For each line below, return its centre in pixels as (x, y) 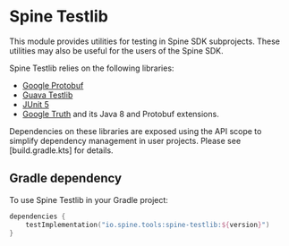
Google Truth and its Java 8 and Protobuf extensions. (120, 114)
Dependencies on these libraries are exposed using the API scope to (136, 131)
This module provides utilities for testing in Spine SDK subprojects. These (144, 41)
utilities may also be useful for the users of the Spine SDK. (116, 50)
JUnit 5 (35, 104)
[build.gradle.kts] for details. (61, 150)
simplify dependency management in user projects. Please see (125, 140)
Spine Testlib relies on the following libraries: (92, 68)
